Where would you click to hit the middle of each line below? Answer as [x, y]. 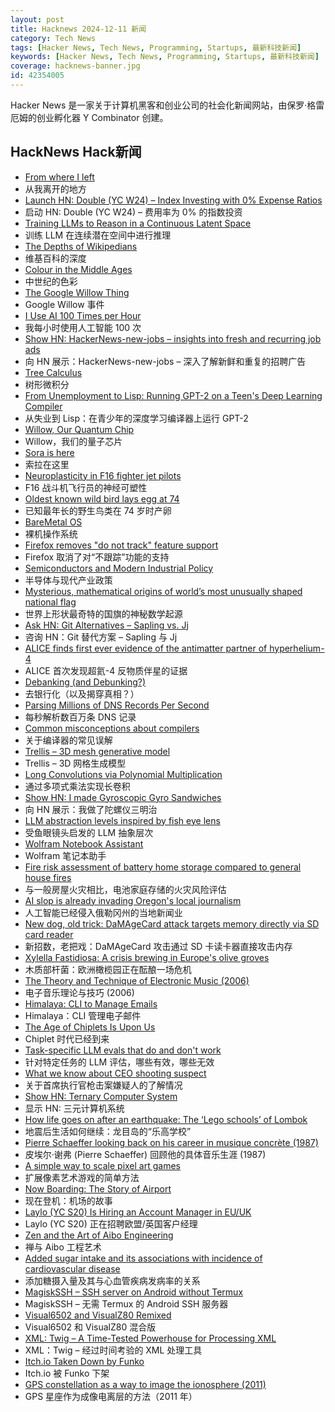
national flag [50, 602]
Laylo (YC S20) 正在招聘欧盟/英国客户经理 [111, 1223]
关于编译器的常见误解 [68, 740]
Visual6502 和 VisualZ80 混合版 [90, 1327]
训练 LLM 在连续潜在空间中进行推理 [98, 235]
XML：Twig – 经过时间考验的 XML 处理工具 [113, 1350]
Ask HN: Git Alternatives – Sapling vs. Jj [106, 625]
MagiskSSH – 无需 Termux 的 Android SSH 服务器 [126, 1303]
